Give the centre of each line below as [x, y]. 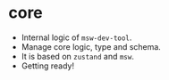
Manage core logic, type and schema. [91, 46]
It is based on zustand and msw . [78, 56]
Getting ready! [48, 66]
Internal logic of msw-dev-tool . [76, 37]
